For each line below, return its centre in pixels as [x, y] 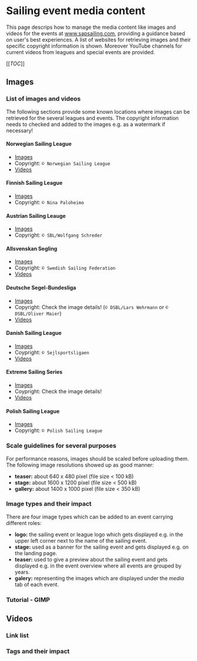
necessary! [20, 130]
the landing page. [36, 553]
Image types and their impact [49, 504]
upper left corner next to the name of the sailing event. [81, 540]
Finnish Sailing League [34, 183]
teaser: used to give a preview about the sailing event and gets [91, 559]
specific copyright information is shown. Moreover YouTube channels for [94, 46]
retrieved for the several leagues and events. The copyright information [93, 118]
